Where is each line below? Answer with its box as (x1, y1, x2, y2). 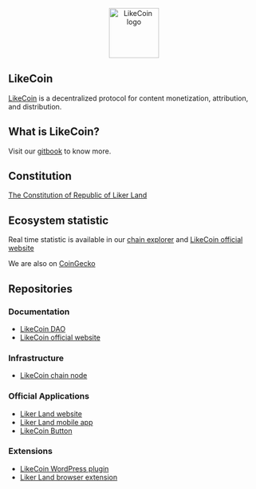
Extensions (8, 446, 53, 457)
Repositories (8, 282, 73, 296)
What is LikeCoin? (8, 125, 100, 139)
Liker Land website (19, 408, 82, 419)
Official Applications (8, 391, 90, 402)
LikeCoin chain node (19, 371, 88, 380)
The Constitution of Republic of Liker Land (8, 190, 148, 200)
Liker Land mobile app (19, 417, 93, 427)
